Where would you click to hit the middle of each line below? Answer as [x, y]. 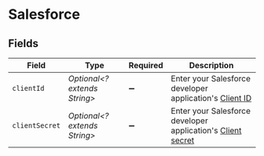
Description [211, 65]
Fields [24, 44]
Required [146, 65]
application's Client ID [211, 98]
